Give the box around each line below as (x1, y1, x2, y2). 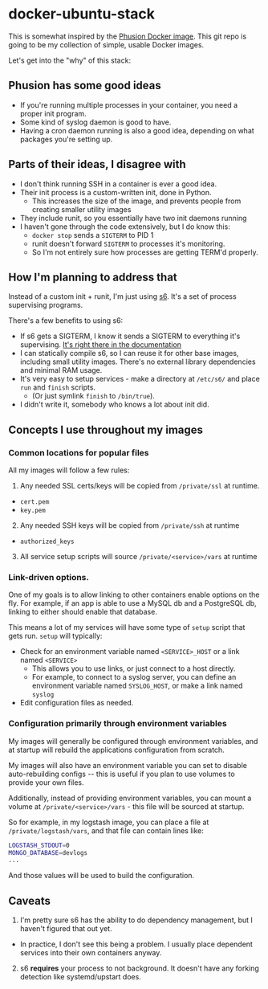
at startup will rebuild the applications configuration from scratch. (8, 745, 225, 754)
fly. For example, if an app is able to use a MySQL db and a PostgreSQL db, (8, 599, 257, 608)
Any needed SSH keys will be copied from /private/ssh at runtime (19, 521, 240, 530)
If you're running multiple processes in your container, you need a (19, 100, 238, 109)
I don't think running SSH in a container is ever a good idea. (19, 178, 217, 189)
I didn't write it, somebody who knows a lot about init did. (19, 399, 210, 410)
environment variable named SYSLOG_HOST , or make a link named (31, 680, 243, 691)
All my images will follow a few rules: (8, 465, 130, 475)
